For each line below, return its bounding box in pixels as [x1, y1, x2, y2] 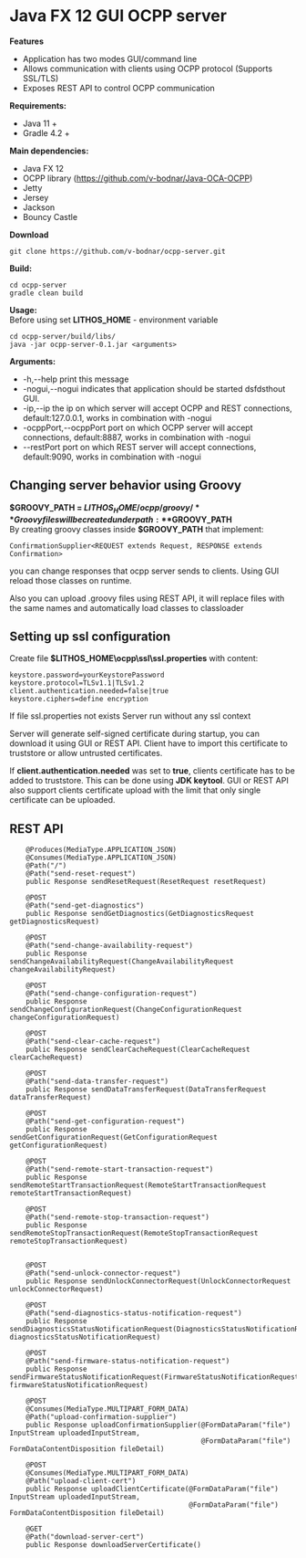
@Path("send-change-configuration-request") [25, 989, 198, 998]
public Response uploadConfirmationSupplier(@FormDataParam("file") [25, 1421, 291, 1430]
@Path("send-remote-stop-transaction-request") [25, 1213, 209, 1222]
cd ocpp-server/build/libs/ [9, 332, 117, 341]
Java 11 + [22, 118, 57, 129]
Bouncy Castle [22, 211, 78, 222]
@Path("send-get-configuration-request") [25, 1117, 185, 1126]
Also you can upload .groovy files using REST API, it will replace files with [9, 593, 285, 604]
